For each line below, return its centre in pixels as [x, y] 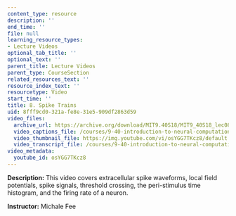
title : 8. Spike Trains [42, 106]
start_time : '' [29, 99]
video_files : [26, 118]
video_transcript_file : [48, 145]
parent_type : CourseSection [48, 72]
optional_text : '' [34, 60]
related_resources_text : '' [48, 79]
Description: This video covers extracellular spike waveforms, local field [112, 177]
